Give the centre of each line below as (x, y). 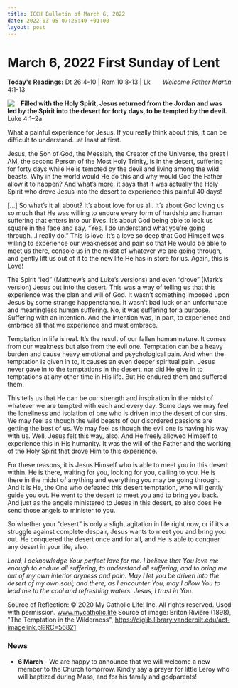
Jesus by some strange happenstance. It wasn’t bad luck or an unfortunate (117, 303)
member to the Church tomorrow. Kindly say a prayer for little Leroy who (123, 669)
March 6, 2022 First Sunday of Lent (114, 62)
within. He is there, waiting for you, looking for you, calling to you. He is (112, 473)
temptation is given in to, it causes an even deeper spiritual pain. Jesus (111, 362)
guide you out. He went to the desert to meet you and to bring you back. (113, 495)
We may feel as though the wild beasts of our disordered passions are (110, 421)
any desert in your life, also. (48, 547)
